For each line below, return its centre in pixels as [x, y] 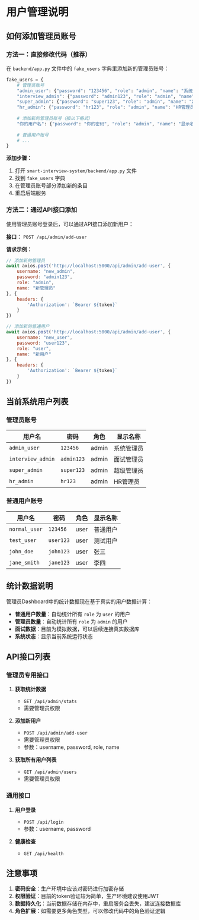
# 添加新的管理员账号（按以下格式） [55, 118]
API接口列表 [28, 656]
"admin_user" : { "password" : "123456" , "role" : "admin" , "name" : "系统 [105, 91]
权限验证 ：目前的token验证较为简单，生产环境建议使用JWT [87, 896]
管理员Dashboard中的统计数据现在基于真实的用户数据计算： [79, 601]
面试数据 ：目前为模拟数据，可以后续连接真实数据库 [77, 629]
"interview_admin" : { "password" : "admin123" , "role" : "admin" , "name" [106, 96]
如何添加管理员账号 [41, 36]
